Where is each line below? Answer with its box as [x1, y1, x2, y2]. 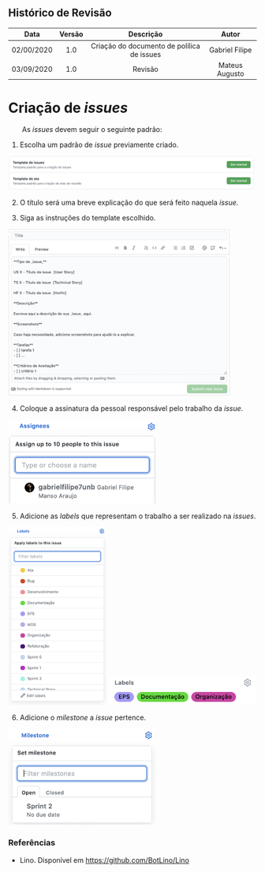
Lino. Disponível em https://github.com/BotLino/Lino [19, 855, 189, 864]
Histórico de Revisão [8, 6, 112, 20]
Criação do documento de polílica [90, 41, 201, 51]
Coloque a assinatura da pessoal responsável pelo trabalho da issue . [19, 404, 244, 413]
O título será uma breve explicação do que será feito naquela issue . [19, 198, 239, 207]
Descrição [128, 29, 163, 39]
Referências [8, 837, 56, 849]
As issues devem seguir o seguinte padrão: [22, 125, 162, 134]
